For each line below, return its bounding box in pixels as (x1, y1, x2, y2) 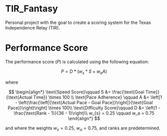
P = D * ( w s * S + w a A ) (60, 68, 107, 75)
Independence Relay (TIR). (5, 24, 60, 30)
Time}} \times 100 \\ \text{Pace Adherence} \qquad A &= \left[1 (33, 94, 162, 100)
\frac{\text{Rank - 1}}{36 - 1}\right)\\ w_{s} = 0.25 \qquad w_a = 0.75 (13, 110, 155, 116)
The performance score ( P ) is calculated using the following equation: (5, 58, 149, 65)
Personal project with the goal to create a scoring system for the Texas (5, 19, 151, 25)
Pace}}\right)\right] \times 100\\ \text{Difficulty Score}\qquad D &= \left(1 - (7, 105, 160, 111)
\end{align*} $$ (67, 115, 100, 121)
